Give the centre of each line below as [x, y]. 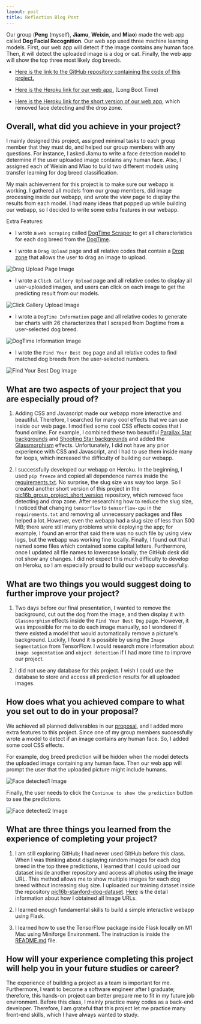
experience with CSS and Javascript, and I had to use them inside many [104, 452]
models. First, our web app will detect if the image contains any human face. [100, 47]
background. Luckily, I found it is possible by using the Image [90, 639]
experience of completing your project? [82, 839]
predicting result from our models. [57, 293]
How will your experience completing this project [100, 959]
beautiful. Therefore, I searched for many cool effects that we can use [101, 420]
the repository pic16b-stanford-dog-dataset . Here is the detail [91, 891]
